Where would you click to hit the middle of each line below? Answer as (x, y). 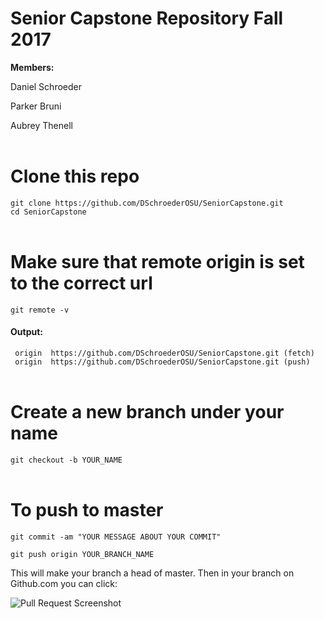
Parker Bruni (36, 106)
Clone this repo (75, 176)
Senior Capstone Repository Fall (147, 18)
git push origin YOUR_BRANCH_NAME (82, 554)
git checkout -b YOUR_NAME (66, 460)
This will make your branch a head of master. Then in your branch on (152, 573)
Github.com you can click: (64, 583)
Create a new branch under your (147, 412)
